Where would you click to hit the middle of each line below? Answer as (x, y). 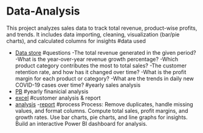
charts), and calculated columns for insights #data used (76, 41)
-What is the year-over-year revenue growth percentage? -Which (96, 59)
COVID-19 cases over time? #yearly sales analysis (78, 85)
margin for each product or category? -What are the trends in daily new (105, 78)
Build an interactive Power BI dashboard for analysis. (81, 123)
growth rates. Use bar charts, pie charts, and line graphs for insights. (101, 117)
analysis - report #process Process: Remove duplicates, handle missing (104, 104)
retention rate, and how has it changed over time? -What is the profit (101, 72)
